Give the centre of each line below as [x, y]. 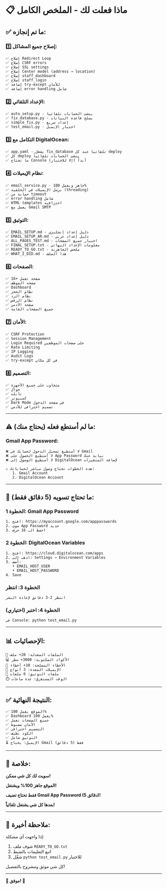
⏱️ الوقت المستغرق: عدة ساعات [36, 679]
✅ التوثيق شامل [22, 737]
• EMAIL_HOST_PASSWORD [35, 570]
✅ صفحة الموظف [21, 283]
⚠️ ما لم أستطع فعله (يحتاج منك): [51, 427]
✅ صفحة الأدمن [20, 305]
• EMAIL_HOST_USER [31, 566]
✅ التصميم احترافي [25, 729]
